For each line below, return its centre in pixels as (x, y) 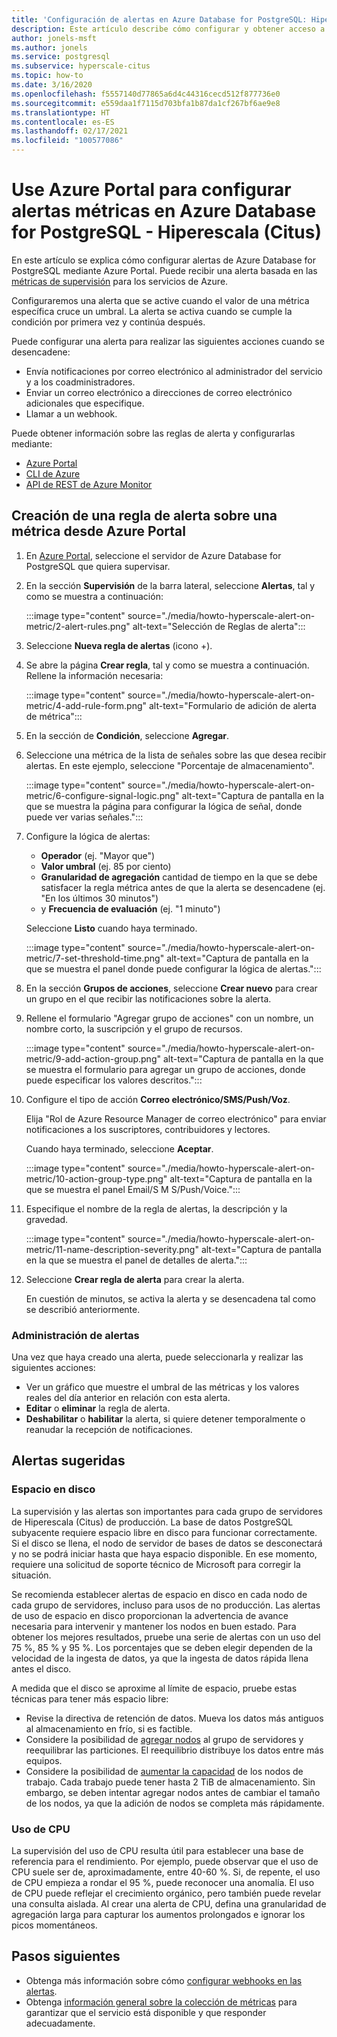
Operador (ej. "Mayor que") (98, 855)
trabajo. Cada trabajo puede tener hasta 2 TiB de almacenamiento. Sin (170, 1782)
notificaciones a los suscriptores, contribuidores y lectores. (148, 1129)
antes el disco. (41, 1668)
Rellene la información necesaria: (94, 675)
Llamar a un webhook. (71, 413)
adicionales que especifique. (85, 403)
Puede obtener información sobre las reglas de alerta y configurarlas (153, 433)
